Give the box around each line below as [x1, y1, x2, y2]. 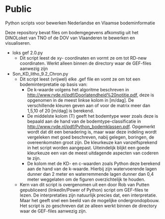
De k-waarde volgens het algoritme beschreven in [27, 86, 129, 92]
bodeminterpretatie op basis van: [19, 81, 88, 87]
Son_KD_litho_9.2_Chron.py [12, 71, 68, 76]
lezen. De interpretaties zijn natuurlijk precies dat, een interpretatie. [19, 192, 158, 198]
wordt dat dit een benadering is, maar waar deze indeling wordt [27, 129, 157, 135]
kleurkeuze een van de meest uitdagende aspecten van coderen [27, 150, 159, 156]
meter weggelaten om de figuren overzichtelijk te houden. [27, 176, 145, 182]
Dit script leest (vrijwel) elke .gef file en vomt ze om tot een [19, 76, 140, 82]
